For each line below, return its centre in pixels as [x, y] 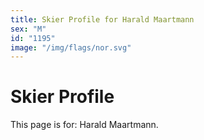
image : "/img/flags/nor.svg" [71, 47]
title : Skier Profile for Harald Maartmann [102, 19]
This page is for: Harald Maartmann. [84, 125]
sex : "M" [28, 29]
